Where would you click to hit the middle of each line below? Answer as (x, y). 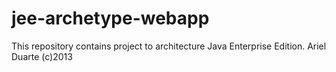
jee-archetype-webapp (110, 18)
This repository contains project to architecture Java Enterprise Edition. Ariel (169, 46)
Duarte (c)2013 (42, 56)
